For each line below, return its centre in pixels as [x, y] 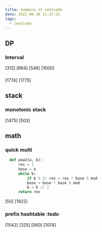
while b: [27, 174]
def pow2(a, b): [26, 160]
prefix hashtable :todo [32, 214]
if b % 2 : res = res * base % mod [62, 178]
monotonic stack [26, 110]
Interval [14, 57]
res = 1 [26, 165]
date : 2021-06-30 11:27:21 [33, 14]
